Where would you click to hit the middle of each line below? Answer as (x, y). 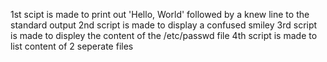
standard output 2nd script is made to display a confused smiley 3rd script (164, 25)
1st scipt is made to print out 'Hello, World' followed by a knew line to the (160, 14)
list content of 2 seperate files (72, 46)
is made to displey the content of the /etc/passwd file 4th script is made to (164, 35)
